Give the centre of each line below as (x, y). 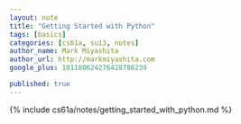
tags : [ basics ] (38, 34)
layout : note (34, 18)
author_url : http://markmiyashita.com (82, 59)
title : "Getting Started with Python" (82, 26)
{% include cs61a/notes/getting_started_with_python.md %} (121, 110)
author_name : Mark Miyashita (64, 51)
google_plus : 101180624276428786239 (78, 68)
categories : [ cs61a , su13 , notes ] (74, 43)
